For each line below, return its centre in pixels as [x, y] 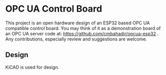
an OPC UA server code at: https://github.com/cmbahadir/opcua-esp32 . [82, 33]
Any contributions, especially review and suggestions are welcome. [76, 39]
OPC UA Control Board [54, 9]
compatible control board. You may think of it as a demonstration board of [83, 28]
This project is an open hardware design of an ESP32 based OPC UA [78, 23]
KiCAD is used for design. [32, 67]
